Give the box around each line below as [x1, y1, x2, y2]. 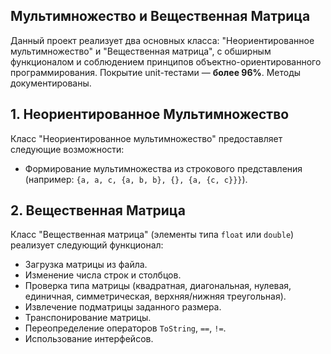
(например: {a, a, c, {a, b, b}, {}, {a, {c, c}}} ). [24, 173, 248, 185]
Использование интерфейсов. [24, 333, 154, 345]
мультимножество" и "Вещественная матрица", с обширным [10, 45, 272, 57]
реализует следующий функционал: [10, 239, 164, 251]
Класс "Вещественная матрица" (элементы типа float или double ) [10, 229, 295, 241]
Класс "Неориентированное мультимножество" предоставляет [10, 132, 283, 144]
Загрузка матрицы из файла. [24, 259, 148, 271]
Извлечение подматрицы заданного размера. [24, 301, 222, 313]
